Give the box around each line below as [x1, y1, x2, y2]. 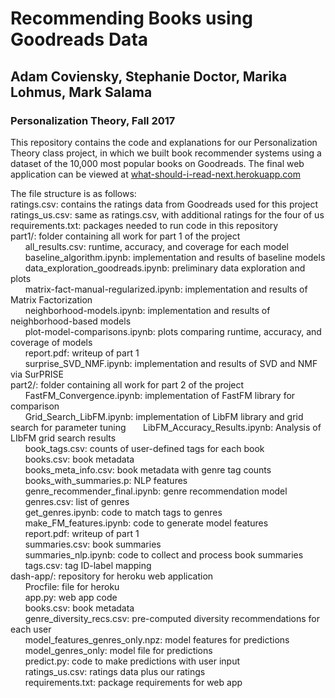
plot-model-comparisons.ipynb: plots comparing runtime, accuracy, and [24, 325, 322, 337]
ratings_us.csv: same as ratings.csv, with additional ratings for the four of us [10, 208, 325, 221]
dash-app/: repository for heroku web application [10, 570, 214, 582]
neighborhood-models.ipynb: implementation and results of [24, 304, 271, 316]
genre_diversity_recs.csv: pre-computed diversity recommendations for [24, 612, 320, 624]
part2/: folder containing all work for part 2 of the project [10, 378, 245, 391]
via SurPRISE [10, 368, 64, 380]
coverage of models [10, 336, 93, 348]
